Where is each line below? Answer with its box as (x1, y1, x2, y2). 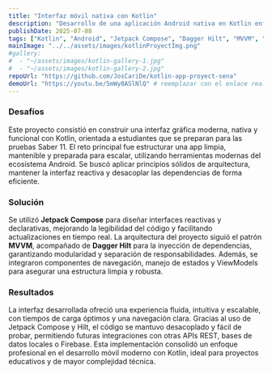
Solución (8, 196, 45, 207)
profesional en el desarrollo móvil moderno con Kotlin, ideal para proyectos (8, 348, 259, 358)
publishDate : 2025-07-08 (8, 27, 92, 35)
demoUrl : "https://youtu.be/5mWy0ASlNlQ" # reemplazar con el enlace (8, 79, 249, 87)
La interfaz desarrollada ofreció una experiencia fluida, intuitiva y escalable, (8, 305, 261, 315)
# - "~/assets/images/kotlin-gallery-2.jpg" (8, 65, 164, 73)
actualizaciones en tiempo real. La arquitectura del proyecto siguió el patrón (8, 232, 262, 242)
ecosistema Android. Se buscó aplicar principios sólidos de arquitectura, (8, 159, 251, 168)
